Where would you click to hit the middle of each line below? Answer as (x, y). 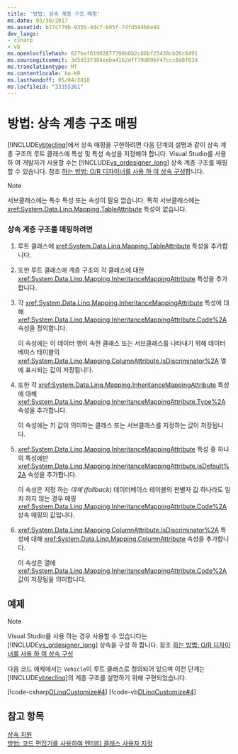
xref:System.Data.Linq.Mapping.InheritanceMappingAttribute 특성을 (116, 279)
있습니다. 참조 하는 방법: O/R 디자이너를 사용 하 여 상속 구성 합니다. (113, 172)
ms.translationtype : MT (42, 67)
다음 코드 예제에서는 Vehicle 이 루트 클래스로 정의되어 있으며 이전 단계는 (106, 669)
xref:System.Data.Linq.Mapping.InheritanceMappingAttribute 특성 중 (117, 449)
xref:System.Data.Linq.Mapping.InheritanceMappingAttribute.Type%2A (121, 402)
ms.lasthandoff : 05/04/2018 (49, 80)
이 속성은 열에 (36, 563)
